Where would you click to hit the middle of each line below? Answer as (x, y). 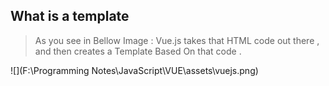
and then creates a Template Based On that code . (138, 51)
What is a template (70, 16)
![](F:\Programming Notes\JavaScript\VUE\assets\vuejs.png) (134, 70)
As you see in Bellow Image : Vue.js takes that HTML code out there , (177, 40)
